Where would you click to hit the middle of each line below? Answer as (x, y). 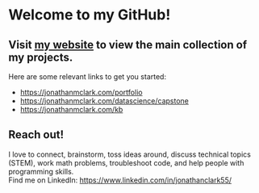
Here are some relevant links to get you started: (88, 77)
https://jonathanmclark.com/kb (71, 109)
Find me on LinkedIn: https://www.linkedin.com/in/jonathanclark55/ (120, 180)
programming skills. (41, 171)
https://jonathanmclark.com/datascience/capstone (104, 101)
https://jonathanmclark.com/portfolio (81, 92)
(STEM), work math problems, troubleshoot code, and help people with (126, 162)
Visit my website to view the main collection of (128, 45)
